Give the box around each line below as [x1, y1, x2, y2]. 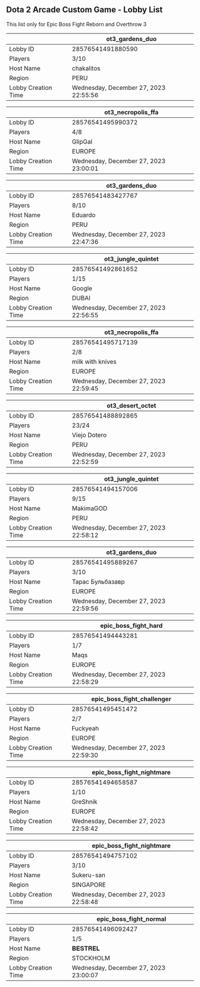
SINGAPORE [71, 880, 106, 889]
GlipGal [71, 137, 93, 145]
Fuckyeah [71, 724, 99, 732]
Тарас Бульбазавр [71, 577, 125, 586]
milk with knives [71, 357, 117, 366]
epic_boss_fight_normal [96, 914, 167, 923]
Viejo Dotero [71, 431, 107, 439]
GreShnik [71, 798, 98, 806]
